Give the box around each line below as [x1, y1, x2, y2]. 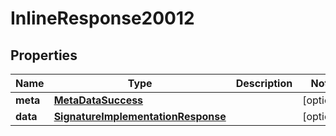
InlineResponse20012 [10, 7, 195, 30]
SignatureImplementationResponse [53, 110, 227, 123]
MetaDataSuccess [53, 93, 144, 107]
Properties [10, 47, 78, 64]
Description [235, 77, 293, 90]
